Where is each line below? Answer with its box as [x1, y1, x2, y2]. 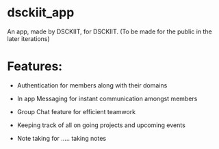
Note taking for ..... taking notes [16, 134, 107, 142]
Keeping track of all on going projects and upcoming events [16, 121, 186, 129]
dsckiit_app [7, 5, 75, 21]
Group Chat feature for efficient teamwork [16, 107, 136, 116]
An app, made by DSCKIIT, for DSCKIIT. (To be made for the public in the [7, 27, 212, 36]
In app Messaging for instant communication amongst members [16, 94, 198, 103]
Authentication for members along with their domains [16, 81, 168, 90]
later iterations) [7, 34, 50, 42]
